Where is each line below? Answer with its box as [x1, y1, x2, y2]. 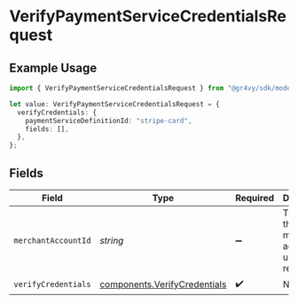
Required [234, 191, 275, 204]
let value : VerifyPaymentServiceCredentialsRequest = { [9, 99, 220, 108]
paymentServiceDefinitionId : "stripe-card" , [25, 116, 192, 125]
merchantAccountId [13, 235, 91, 246]
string [99, 234, 124, 246]
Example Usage [9, 60, 98, 75]
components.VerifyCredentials [99, 278, 227, 291]
